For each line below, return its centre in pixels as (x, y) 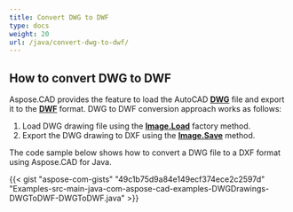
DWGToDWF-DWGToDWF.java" (67, 198)
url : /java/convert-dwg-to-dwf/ (69, 42)
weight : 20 (29, 34)
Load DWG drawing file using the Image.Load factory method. (136, 126)
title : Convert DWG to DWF (59, 17)
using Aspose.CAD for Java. (61, 162)
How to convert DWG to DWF (90, 78)
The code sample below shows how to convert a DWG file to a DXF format (145, 153)
